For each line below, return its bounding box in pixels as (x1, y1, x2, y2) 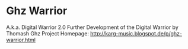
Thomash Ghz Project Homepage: (6, 30, 89, 37)
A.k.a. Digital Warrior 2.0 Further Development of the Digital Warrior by (6, 24, 179, 31)
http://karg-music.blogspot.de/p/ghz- (90, 30, 183, 37)
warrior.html (6, 36, 36, 43)
